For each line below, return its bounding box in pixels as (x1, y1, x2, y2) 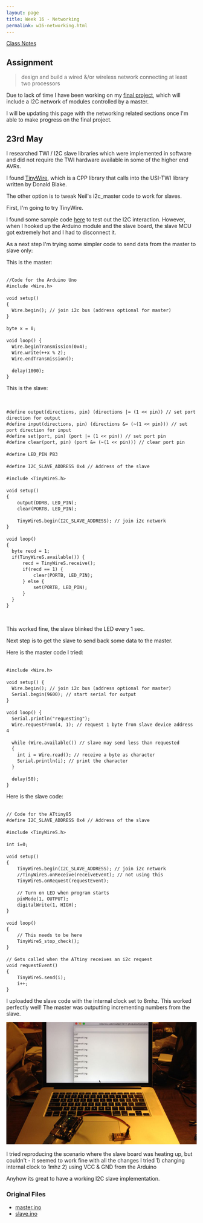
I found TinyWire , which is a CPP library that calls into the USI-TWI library (6, 174, 189, 181)
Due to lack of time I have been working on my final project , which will (6, 91, 181, 99)
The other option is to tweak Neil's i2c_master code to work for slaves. (6, 192, 182, 200)
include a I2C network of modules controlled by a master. (6, 98, 149, 105)
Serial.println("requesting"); (11, 716, 91, 722)
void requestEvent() (6, 962, 59, 968)
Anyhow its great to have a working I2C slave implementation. (6, 1175, 160, 1182)
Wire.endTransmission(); (11, 356, 74, 362)
